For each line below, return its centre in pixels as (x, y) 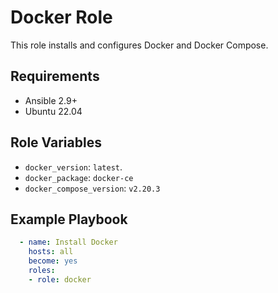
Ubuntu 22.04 (53, 111)
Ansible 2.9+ (51, 100)
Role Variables (56, 142)
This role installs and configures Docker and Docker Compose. (139, 45)
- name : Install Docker (68, 242)
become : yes (53, 261)
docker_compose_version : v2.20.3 (92, 188)
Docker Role (61, 17)
